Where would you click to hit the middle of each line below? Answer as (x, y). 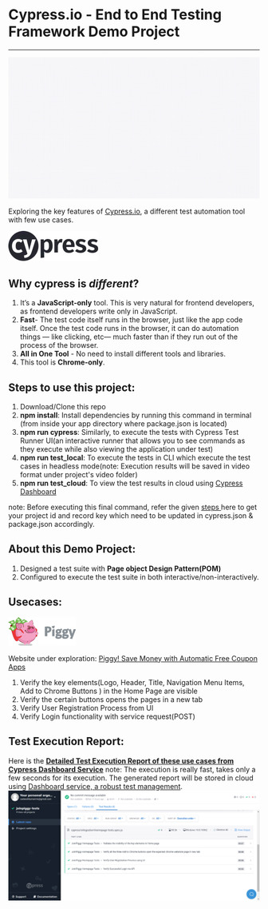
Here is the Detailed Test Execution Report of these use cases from (121, 760)
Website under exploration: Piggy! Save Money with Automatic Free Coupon (133, 658)
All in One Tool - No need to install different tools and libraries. (122, 354)
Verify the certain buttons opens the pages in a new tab (111, 699)
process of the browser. (59, 345)
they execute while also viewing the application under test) (116, 449)
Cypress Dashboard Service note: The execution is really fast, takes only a (132, 769)
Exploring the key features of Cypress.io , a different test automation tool (127, 211)
